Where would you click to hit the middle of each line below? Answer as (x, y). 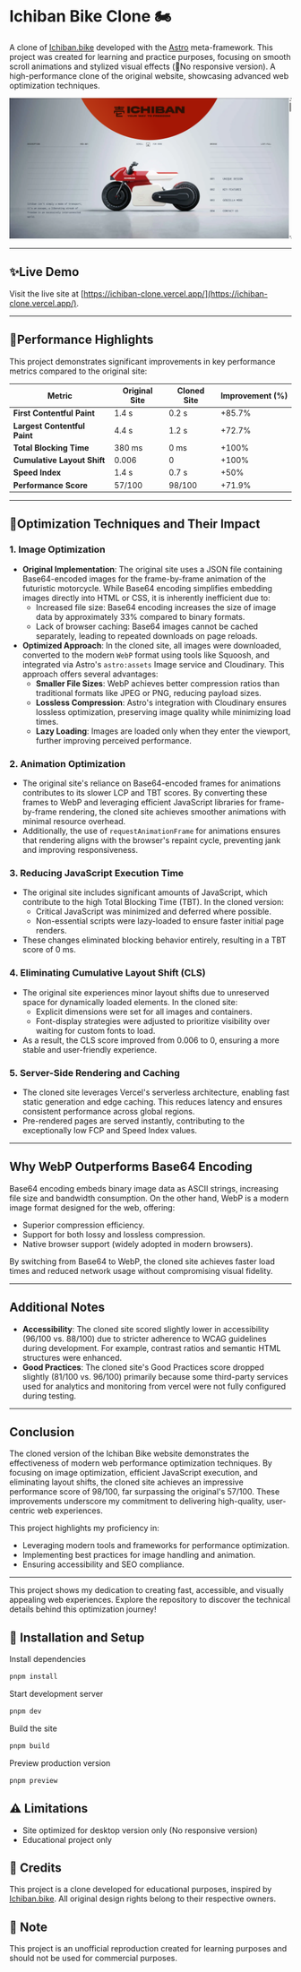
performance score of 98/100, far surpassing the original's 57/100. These (145, 1492)
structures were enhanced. (72, 1357)
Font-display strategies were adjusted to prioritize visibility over (153, 1020)
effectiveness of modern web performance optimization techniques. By (141, 1463)
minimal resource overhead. (74, 822)
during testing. (49, 1395)
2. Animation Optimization (68, 763)
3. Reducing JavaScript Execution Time (97, 873)
